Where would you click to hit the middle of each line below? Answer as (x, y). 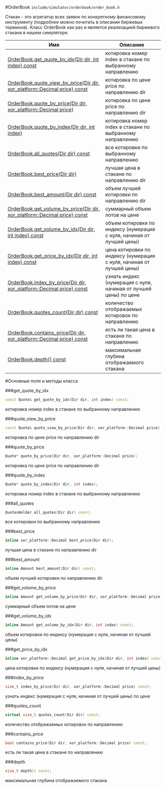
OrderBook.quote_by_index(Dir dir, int (51, 127)
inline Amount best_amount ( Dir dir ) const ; (51, 569)
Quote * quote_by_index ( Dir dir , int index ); (52, 484)
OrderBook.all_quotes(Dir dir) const (49, 153)
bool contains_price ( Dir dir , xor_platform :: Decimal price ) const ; (76, 743)
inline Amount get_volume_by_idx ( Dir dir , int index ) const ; (69, 625)
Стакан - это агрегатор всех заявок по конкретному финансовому (75, 17)
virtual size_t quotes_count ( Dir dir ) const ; (53, 715)
